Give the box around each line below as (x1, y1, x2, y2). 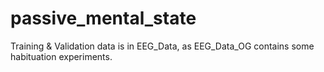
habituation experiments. (10, 50, 113, 62)
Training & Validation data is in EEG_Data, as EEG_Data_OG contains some (10, 40, 315, 52)
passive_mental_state (10, 7, 197, 30)
